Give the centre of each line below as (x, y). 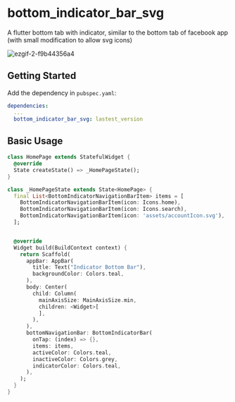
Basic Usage (35, 141)
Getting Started (42, 76)
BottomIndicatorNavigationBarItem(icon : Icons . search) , (104, 209)
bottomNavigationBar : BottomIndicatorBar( (89, 333)
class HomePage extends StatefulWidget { (69, 157)
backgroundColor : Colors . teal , (78, 274)
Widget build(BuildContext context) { (71, 248)
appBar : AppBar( (50, 261)
